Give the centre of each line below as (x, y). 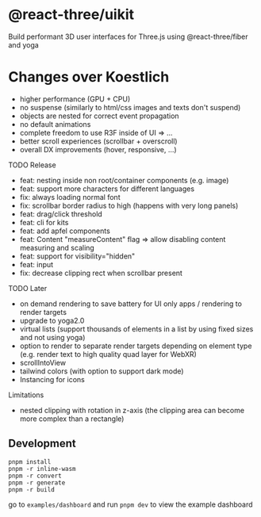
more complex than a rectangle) (72, 419)
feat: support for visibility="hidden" (77, 256)
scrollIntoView (42, 362)
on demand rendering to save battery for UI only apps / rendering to (130, 304)
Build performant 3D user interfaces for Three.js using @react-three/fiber (128, 36)
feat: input (36, 264)
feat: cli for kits (44, 222)
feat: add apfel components (65, 231)
